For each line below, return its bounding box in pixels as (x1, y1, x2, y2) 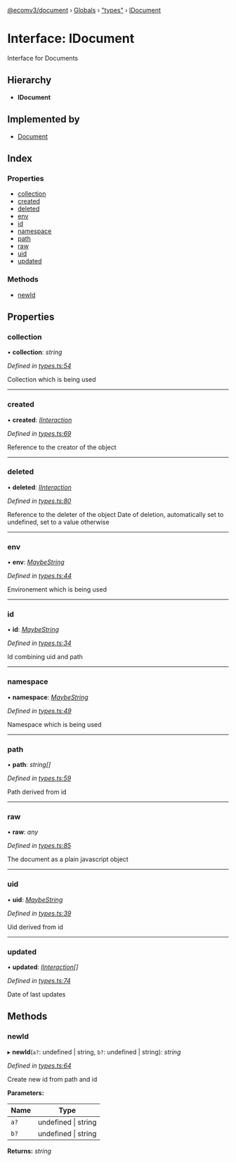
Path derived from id (7, 788, 67, 796)
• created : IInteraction (7, 416, 72, 424)
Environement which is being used (7, 585, 107, 594)
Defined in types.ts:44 (7, 572, 72, 580)
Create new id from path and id (7, 1075, 98, 1083)
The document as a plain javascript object (7, 855, 129, 863)
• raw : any (7, 827, 39, 837)
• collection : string (7, 348, 63, 356)
